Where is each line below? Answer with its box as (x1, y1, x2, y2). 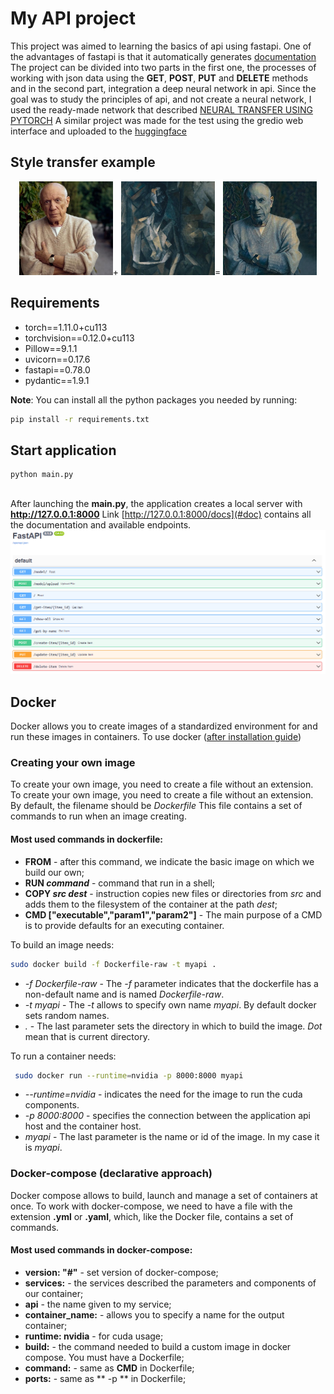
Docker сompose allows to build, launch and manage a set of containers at (10, 1189, 318, 1201)
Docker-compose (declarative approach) (10, 1167, 213, 1181)
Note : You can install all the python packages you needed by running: (10, 393, 298, 406)
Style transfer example (10, 154, 156, 171)
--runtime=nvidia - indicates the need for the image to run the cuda (24, 1088, 303, 1101)
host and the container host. (24, 1120, 142, 1132)
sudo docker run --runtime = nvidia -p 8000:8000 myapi (14, 1070, 244, 1081)
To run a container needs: (10, 1050, 117, 1062)
